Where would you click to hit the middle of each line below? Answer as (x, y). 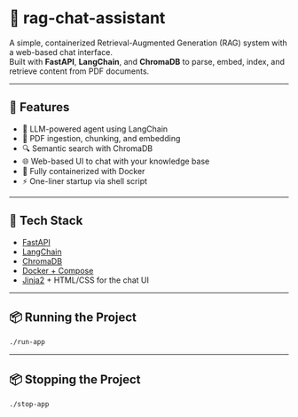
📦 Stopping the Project (75, 379)
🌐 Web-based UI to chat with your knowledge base (116, 161)
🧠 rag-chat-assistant (87, 18)
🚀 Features (39, 107)
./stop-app (29, 405)
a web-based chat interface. (61, 52)
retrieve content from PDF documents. (79, 71)
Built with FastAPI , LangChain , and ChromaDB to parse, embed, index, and (147, 61)
